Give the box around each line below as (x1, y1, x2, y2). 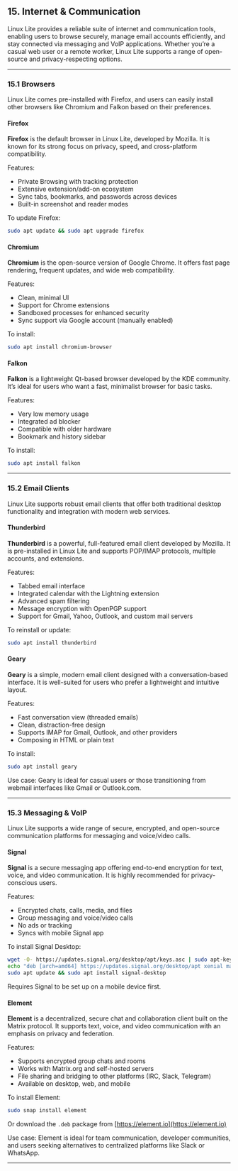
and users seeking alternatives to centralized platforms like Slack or (7, 1141, 205, 1149)
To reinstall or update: (7, 625, 72, 634)
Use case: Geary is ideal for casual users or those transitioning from (7, 776, 206, 784)
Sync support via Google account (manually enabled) (17, 316, 174, 325)
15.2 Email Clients (7, 483, 69, 493)
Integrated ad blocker (17, 417, 81, 426)
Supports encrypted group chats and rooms (17, 1057, 147, 1065)
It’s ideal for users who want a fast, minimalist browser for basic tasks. (7, 383, 212, 391)
